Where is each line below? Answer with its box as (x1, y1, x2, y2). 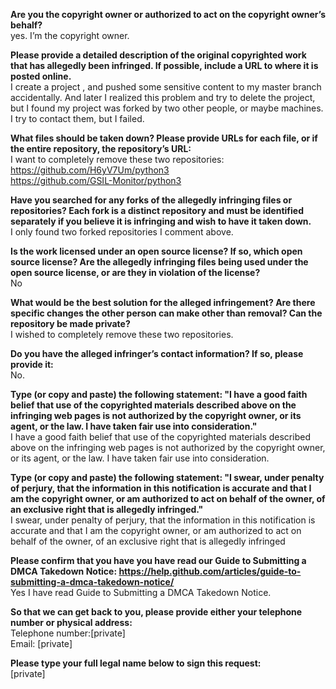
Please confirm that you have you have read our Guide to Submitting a (10, 555, 307, 566)
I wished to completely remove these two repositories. (10, 329, 234, 340)
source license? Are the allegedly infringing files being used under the (10, 256, 309, 268)
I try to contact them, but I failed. (10, 113, 145, 124)
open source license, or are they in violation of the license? (10, 267, 261, 278)
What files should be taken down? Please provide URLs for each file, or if (10, 132, 318, 144)
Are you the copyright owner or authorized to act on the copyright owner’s (10, 9, 326, 20)
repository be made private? (10, 318, 131, 329)
